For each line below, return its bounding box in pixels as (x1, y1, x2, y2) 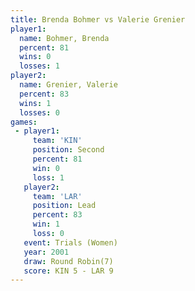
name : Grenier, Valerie (19, 80, 118, 90)
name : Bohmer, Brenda (19, 33, 110, 43)
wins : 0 (19, 52, 52, 62)
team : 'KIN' (32, 136, 83, 146)
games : (10, 117, 38, 127)
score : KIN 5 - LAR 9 (23, 266, 114, 276)
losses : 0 (19, 107, 60, 118)
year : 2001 (23, 247, 70, 257)
